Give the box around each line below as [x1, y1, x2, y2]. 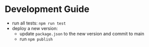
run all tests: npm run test [12, 20, 66, 26]
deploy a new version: [12, 25, 58, 31]
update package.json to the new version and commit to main [19, 30, 144, 36]
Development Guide [5, 3, 90, 15]
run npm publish [19, 36, 53, 42]
